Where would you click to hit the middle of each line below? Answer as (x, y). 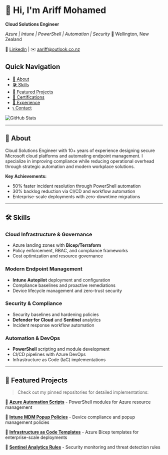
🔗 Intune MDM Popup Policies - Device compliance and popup (70, 417)
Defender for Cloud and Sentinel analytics (56, 320)
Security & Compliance (34, 304)
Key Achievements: (26, 176)
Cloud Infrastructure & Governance (49, 234)
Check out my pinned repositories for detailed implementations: (83, 392)
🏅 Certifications (28, 97)
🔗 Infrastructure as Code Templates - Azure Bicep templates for (72, 432)
